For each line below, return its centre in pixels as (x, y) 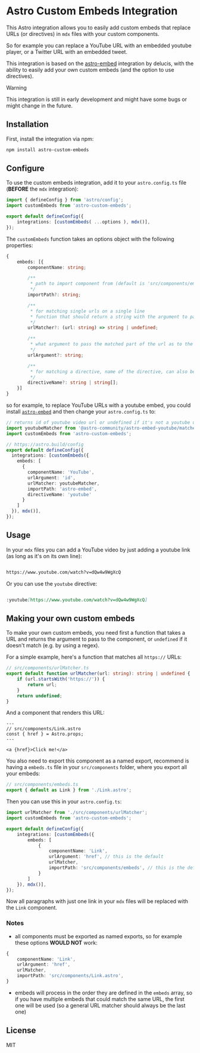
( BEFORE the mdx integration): (42, 189)
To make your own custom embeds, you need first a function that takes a (96, 633)
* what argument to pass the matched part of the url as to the (112, 344)
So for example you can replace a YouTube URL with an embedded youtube (99, 45)
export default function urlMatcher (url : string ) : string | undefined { (98, 674)
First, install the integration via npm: (50, 139)
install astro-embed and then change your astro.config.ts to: (81, 412)
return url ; (43, 685)
